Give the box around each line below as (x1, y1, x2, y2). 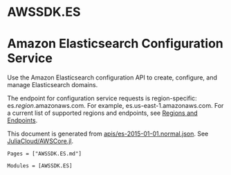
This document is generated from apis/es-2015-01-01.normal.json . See (7, 129, 209, 138)
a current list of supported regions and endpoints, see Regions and (7, 109, 198, 118)
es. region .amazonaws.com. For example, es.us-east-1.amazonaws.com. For (7, 102, 224, 110)
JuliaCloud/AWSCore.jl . (7, 137, 74, 145)
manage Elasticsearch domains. (7, 81, 98, 89)
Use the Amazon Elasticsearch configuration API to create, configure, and (7, 73, 218, 82)
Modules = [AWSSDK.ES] (7, 163, 73, 169)
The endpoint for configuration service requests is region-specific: (7, 94, 197, 102)
